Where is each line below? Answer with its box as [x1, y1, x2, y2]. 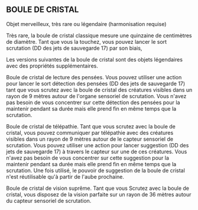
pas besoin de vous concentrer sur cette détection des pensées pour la [6, 99, 180, 106]
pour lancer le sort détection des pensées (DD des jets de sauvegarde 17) [6, 80, 186, 87]
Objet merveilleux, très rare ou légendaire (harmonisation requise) [6, 20, 167, 27]
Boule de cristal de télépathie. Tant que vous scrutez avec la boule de [6, 122, 176, 130]
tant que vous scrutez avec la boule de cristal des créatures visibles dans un [6, 86, 193, 93]
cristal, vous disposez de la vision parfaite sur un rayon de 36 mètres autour [6, 190, 191, 198]
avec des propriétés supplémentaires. [6, 62, 99, 69]
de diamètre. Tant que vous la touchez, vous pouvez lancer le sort [6, 38, 167, 45]
